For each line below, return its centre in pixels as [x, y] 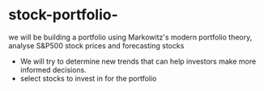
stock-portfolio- [64, 15]
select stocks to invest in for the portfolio [88, 78]
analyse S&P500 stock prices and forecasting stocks [96, 45]
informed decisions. [53, 69]
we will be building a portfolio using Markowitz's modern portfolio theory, [130, 37]
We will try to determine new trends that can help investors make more [138, 61]
